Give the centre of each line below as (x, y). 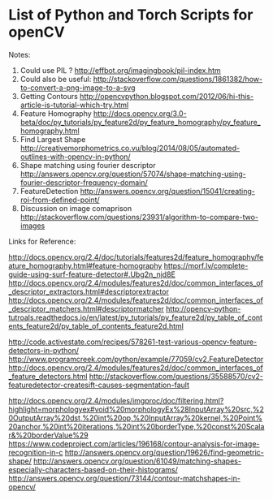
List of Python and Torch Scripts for (131, 15)
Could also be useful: (56, 79)
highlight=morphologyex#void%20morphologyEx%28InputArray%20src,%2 (136, 409)
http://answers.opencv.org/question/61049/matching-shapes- (138, 461)
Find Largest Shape (53, 139)
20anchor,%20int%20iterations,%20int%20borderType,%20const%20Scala (136, 426)
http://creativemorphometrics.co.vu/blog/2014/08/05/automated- (130, 148)
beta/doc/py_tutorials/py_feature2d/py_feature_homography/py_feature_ (141, 122)
